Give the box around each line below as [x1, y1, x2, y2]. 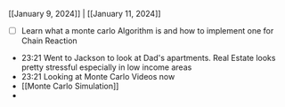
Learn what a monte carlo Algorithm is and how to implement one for [20, 26, 274, 35]
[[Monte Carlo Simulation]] [20, 80, 119, 92]
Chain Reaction [20, 35, 77, 46]
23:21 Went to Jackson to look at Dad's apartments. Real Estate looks [20, 53, 276, 64]
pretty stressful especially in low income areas [20, 62, 192, 73]
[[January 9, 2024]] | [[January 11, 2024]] [8, 9, 161, 19]
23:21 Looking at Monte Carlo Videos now [20, 72, 175, 82]
